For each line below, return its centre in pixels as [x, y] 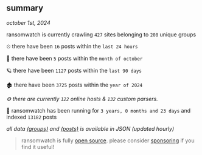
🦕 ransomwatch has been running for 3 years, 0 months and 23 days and [99, 110]
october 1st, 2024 [28, 22]
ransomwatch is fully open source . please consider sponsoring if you [108, 140]
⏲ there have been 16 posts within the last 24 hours [72, 46]
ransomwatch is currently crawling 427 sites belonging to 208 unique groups [101, 35]
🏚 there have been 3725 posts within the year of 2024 [75, 85]
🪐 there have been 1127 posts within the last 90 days [74, 70]
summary [25, 8]
